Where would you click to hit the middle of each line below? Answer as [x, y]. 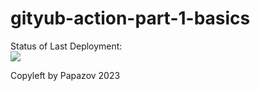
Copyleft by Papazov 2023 [65, 75]
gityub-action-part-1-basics [130, 18]
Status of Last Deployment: [66, 46]
